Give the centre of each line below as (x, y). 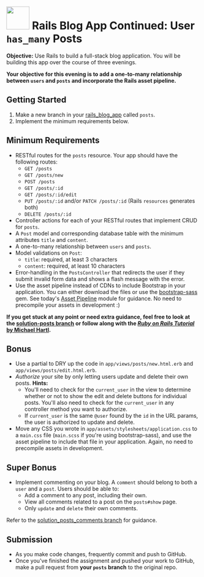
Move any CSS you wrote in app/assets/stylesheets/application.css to (106, 429)
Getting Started (36, 100)
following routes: (36, 162)
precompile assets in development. (59, 448)
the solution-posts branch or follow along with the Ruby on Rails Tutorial (100, 323)
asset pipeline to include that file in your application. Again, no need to (104, 442)
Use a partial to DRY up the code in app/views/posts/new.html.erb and (104, 364)
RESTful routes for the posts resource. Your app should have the (96, 155)
